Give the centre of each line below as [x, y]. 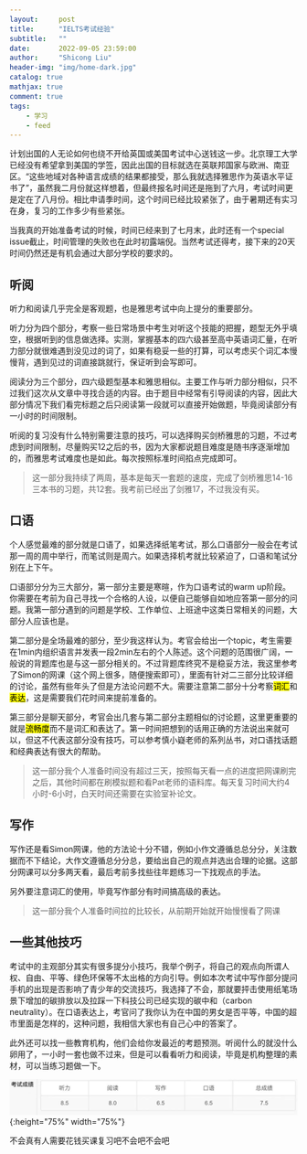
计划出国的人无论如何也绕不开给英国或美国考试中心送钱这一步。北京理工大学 [153, 154]
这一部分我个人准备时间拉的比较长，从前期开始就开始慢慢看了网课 [156, 911]
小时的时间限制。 [49, 416]
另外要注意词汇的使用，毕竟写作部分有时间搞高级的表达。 [117, 891]
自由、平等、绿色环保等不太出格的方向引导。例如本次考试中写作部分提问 [161, 978]
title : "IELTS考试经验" [62, 29]
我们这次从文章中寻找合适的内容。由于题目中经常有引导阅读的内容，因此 [153, 393]
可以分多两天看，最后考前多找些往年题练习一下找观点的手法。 [149, 871]
